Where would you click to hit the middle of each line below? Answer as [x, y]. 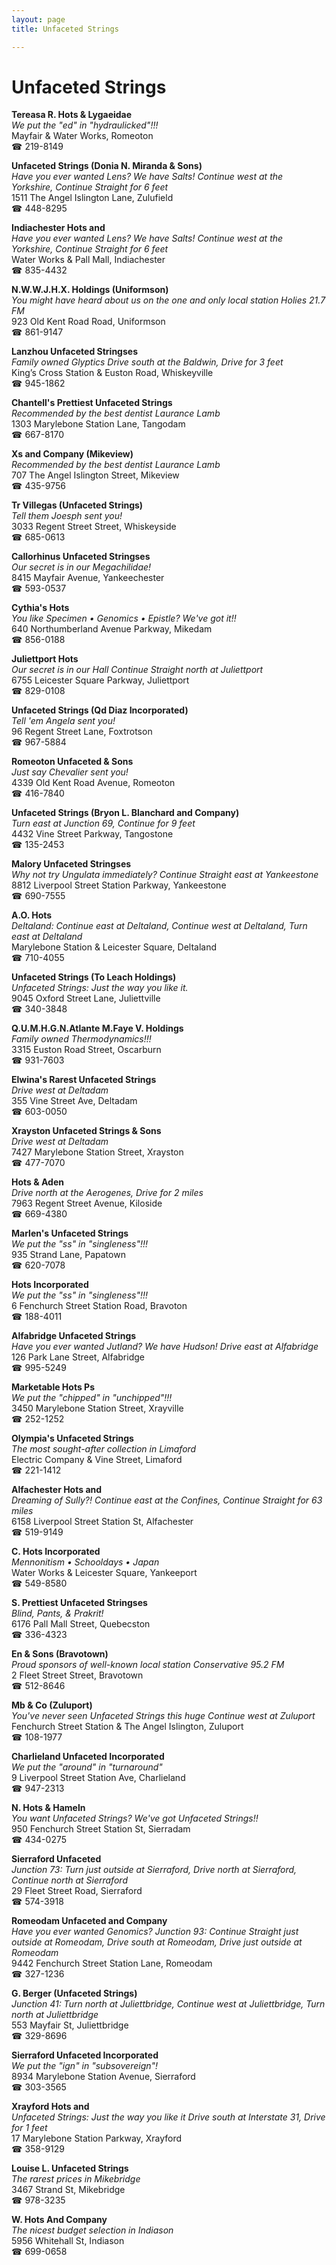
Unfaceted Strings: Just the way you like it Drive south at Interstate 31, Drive [168, 2117]
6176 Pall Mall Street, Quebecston [81, 1624]
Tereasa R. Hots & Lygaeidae [72, 115]
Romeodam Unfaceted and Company [89, 1921]
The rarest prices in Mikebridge [76, 2179]
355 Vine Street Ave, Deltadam [74, 1101]
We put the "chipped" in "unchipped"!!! [92, 1398]
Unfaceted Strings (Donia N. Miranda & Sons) [107, 166]
